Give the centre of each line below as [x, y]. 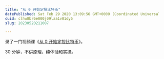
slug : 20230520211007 [27, 23]
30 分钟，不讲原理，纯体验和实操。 [41, 52]
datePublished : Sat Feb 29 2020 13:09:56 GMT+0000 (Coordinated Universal [83, 14]
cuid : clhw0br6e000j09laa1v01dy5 [39, 18]
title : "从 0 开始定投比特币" [33, 9]
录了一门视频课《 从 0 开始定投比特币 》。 [45, 42]
